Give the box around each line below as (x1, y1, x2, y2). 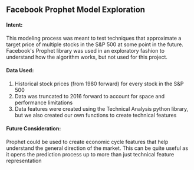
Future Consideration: (6, 125, 61, 132)
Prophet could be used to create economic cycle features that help (6, 139, 169, 145)
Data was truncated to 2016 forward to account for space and (14, 92, 165, 100)
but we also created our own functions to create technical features (14, 111, 177, 118)
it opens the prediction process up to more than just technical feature (6, 151, 175, 158)
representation (6, 157, 42, 164)
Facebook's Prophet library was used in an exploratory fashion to (6, 47, 165, 54)
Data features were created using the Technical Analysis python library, (14, 105, 189, 112)
